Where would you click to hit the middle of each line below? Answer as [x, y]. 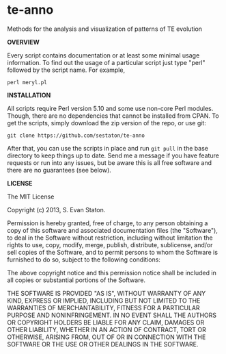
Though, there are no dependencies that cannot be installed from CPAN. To [113, 116]
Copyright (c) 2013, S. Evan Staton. [56, 210]
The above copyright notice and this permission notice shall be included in [112, 273]
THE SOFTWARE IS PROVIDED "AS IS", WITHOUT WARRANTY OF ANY [107, 293]
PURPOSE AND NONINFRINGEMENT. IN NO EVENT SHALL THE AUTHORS [112, 315]
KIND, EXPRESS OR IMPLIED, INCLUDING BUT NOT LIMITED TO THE [104, 301]
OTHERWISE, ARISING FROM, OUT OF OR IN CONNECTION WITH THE [107, 337]
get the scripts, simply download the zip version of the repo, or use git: [107, 123]
